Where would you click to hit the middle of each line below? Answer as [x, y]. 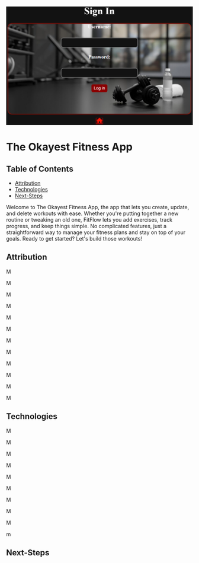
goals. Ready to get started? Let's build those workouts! [74, 238]
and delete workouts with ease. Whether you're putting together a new [92, 213]
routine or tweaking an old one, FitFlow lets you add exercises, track [89, 219]
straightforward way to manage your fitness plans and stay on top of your [96, 232]
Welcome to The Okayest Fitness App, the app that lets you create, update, [98, 207]
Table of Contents [40, 169]
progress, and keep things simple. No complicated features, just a [86, 226]
